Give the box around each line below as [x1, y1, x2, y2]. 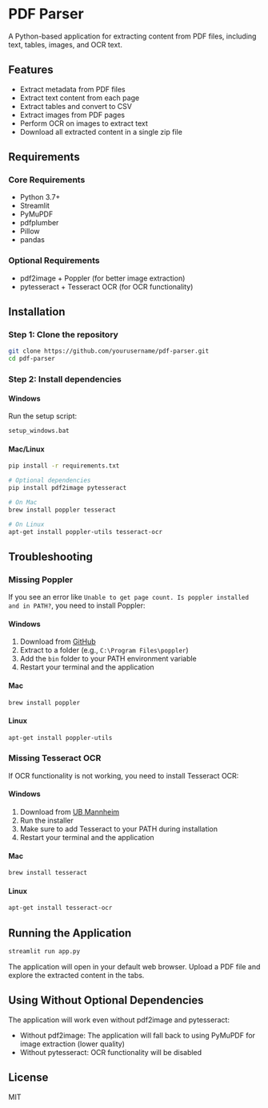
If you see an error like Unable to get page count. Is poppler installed [8, 592, 250, 602]
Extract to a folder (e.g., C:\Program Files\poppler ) [19, 645, 190, 655]
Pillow [19, 226, 40, 237]
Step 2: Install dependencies [8, 374, 122, 385]
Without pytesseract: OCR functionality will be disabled [19, 1047, 202, 1057]
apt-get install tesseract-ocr [8, 904, 113, 912]
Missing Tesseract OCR [8, 753, 102, 764]
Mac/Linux [8, 444, 46, 454]
